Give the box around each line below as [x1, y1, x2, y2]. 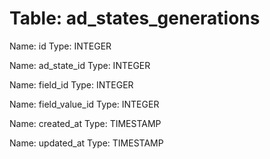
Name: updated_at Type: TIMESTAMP [9, 137, 164, 149]
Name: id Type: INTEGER [9, 40, 112, 52]
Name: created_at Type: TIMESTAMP [9, 117, 162, 129]
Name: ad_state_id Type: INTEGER [9, 59, 151, 71]
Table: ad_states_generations [9, 7, 261, 30]
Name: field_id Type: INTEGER [9, 78, 134, 91]
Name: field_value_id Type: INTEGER [9, 98, 160, 110]
